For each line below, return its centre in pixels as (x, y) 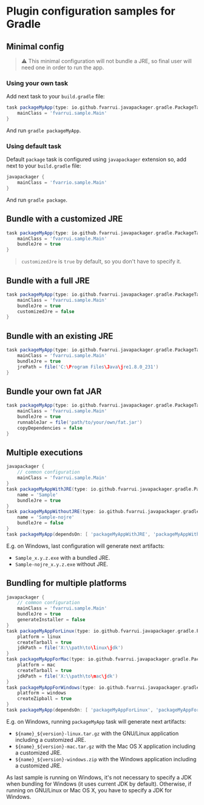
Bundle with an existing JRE (60, 336)
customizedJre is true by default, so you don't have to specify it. (101, 262)
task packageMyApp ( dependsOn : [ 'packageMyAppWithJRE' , (78, 534)
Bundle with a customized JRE (65, 219)
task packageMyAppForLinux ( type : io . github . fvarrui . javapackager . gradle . (102, 631)
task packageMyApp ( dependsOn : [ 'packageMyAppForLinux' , (80, 710)
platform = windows (42, 693)
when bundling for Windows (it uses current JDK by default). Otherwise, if (99, 784)
